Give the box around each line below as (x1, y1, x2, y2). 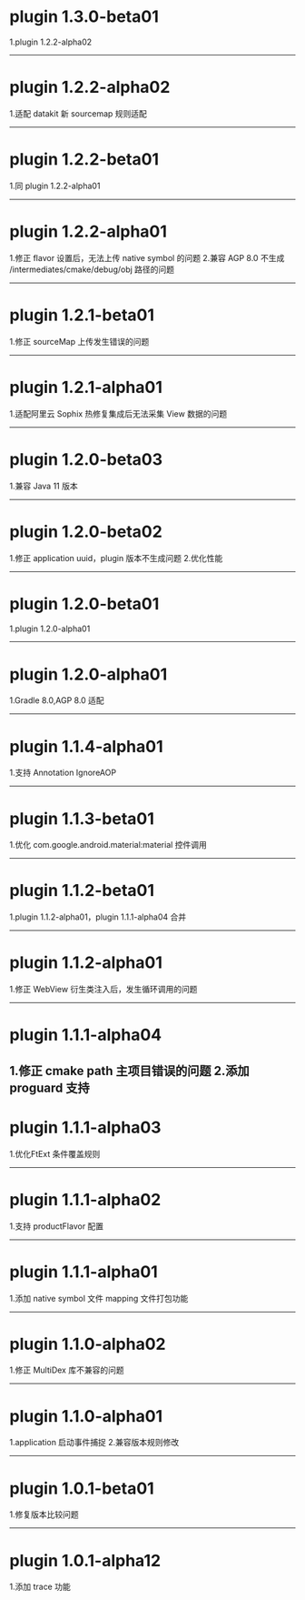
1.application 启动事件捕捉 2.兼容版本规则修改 (9, 1437, 180, 1448)
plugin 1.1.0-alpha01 (9, 1405, 163, 1426)
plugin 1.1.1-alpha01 (9, 1262, 159, 1282)
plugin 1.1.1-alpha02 (9, 1189, 162, 1210)
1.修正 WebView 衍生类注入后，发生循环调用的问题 (9, 984, 198, 995)
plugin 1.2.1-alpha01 (9, 377, 163, 397)
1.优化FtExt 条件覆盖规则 (9, 1148, 101, 1159)
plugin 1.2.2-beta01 (9, 149, 160, 170)
